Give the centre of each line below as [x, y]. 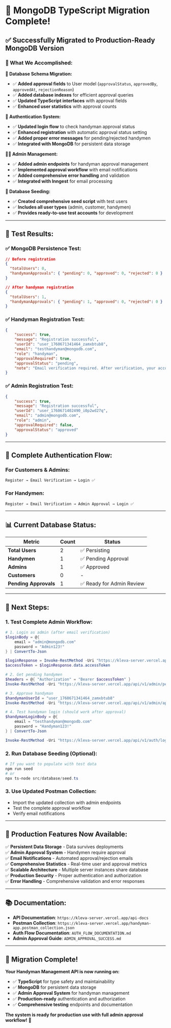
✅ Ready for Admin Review [112, 584]
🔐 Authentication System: [33, 117]
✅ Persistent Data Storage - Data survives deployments [64, 847]
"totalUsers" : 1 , [28, 297]
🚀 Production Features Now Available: [66, 835]
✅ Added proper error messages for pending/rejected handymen [82, 138]
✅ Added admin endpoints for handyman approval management [80, 164]
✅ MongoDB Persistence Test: [43, 248]
